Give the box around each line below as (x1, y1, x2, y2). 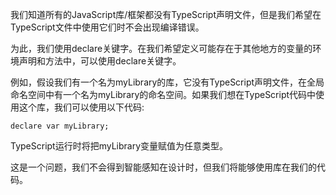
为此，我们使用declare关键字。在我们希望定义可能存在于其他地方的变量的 (10, 43, 313, 54)
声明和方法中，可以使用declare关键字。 (18, 55, 182, 67)
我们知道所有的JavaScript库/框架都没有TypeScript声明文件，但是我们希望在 (10, 9, 322, 20)
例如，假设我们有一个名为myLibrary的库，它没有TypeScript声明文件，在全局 (10, 76, 325, 88)
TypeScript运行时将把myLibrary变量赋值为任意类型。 (10, 140, 229, 152)
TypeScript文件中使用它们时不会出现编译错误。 (10, 21, 205, 33)
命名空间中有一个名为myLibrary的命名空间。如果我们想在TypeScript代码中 (10, 89, 317, 100)
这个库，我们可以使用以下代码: (18, 101, 145, 113)
